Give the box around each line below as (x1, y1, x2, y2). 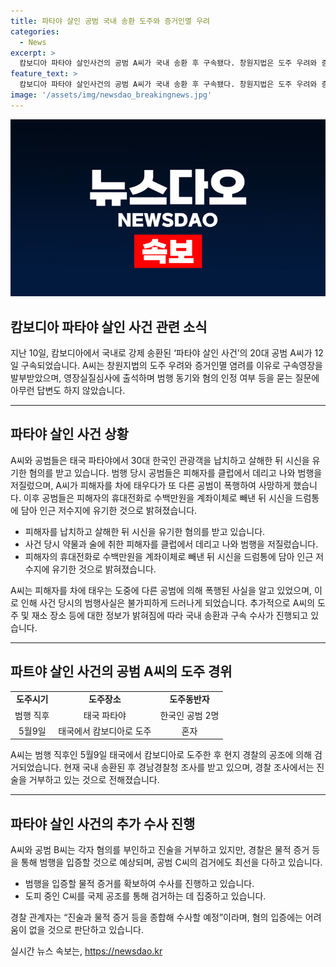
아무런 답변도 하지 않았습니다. (10, 385, 126, 397)
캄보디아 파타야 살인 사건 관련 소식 (10, 318, 208, 335)
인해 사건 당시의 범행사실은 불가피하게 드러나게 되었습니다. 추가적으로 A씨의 (20, 596, 316, 609)
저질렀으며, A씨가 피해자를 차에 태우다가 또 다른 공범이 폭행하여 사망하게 (10, 479, 292, 491)
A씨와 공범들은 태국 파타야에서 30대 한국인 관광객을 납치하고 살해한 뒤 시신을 (10, 454, 310, 466)
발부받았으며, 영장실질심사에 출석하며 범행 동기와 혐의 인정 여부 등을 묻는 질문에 (10, 372, 320, 384)
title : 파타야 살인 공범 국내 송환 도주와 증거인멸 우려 (10, 16, 211, 26)
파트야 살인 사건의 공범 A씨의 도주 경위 (10, 663, 233, 680)
